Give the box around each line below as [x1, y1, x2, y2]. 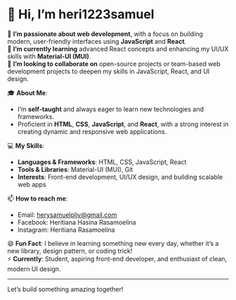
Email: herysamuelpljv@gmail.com [17, 211, 117, 219]
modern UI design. [7, 264, 61, 273]
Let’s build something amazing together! [7, 285, 124, 293]
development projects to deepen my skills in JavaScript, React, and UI [7, 67, 210, 75]
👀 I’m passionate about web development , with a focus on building [7, 30, 204, 38]
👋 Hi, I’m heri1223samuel [7, 6, 155, 23]
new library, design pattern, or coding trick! [7, 246, 133, 255]
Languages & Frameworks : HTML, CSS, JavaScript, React [17, 158, 187, 166]
